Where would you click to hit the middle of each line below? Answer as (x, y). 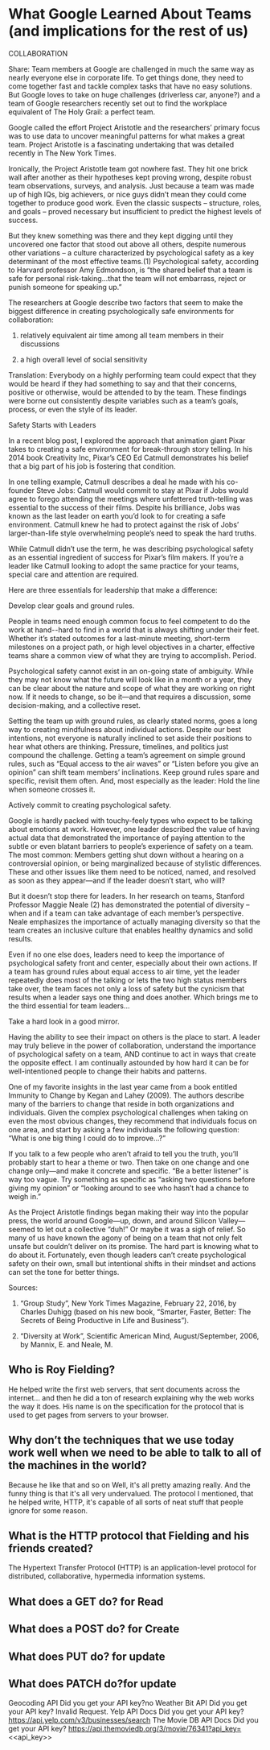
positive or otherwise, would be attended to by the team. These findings (127, 392)
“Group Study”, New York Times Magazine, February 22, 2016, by (128, 1303)
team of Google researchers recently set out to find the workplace (118, 103)
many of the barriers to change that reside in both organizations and (121, 1103)
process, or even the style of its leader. (73, 409)
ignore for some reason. (48, 1510)
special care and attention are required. (74, 574)
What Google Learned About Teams (130, 14)
